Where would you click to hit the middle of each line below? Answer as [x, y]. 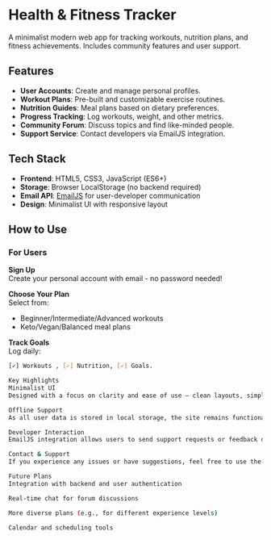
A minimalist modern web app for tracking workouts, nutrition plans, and [128, 37]
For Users [28, 252]
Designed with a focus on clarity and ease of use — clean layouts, [126, 396]
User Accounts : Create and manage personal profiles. [110, 90]
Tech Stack [37, 159]
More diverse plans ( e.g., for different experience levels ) [113, 513]
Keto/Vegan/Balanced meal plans [75, 327]
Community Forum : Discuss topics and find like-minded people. [127, 125]
